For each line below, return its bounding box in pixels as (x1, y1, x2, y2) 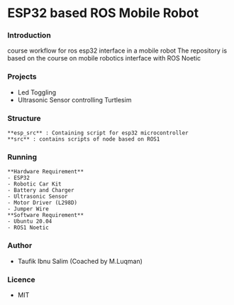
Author (7, 240, 33, 250)
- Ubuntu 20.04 (7, 218, 52, 225)
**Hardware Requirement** (7, 168, 84, 176)
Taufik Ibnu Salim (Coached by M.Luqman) (17, 257, 143, 265)
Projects (7, 72, 37, 82)
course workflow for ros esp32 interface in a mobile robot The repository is (7, 46, 228, 55)
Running (7, 152, 38, 161)
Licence (7, 274, 35, 284)
